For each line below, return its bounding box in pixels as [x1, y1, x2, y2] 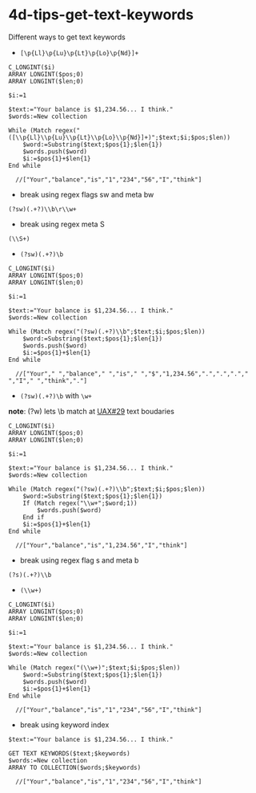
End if [22, 513, 45, 521]
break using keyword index [19, 720, 110, 730]
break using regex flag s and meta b [19, 555, 139, 565]
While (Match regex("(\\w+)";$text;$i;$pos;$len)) [8, 664, 181, 672]
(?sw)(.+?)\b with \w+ [19, 391, 92, 401]
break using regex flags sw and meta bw [19, 189, 154, 199]
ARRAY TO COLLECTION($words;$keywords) [8, 763, 142, 771]
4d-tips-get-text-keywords [8, 6, 194, 24]
